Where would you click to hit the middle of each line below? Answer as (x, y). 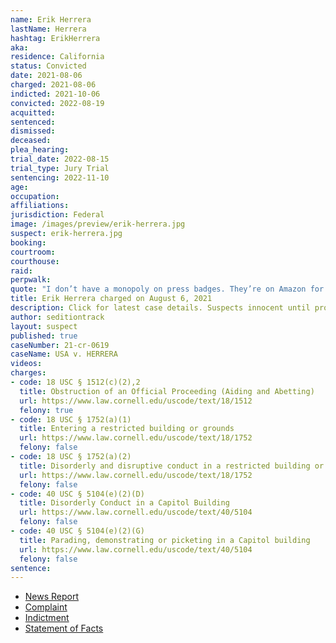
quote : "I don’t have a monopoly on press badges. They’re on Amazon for (167, 289)
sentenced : (33, 122)
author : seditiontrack (57, 317)
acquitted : (33, 112)
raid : (21, 271)
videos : (26, 364)
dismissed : (33, 131)
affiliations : (40, 206)
